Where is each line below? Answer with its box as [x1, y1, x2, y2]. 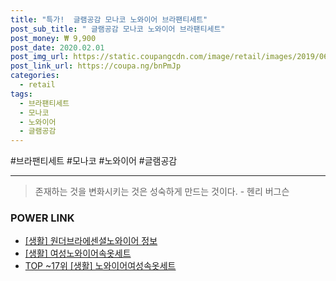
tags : [10, 89, 33, 99]
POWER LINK [10, 211, 75, 225]
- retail [19, 80, 56, 90]
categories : [10, 71, 60, 81]
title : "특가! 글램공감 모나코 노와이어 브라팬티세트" [10, 14, 208, 25]
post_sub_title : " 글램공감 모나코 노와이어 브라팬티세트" [10, 24, 226, 34]
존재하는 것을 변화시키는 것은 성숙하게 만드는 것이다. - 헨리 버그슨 [34, 186, 290, 198]
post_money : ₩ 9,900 [10, 33, 97, 43]
